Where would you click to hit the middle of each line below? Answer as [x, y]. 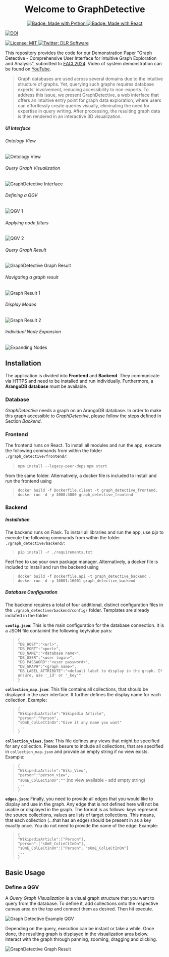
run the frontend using [29, 481]
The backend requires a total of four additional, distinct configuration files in [84, 605]
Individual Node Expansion [33, 332]
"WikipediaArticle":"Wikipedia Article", [62, 714]
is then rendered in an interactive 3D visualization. [70, 116]
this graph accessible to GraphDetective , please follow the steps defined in [83, 416]
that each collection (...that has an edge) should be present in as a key [78, 820]
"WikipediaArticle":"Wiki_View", [53, 771]
